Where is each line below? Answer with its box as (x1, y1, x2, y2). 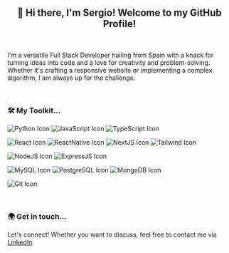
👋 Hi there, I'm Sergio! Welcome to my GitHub (17, 7, 222, 19)
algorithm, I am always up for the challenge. (7, 73, 136, 82)
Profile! (102, 18, 137, 30)
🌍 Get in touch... (7, 212, 67, 222)
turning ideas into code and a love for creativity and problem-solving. (7, 58, 211, 67)
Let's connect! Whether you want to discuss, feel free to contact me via (7, 230, 217, 239)
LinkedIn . (7, 238, 34, 247)
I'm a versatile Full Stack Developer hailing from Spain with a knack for (7, 51, 214, 59)
